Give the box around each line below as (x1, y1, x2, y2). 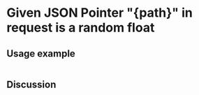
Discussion (6, 79, 57, 91)
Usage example (6, 47, 76, 59)
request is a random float (6, 20, 155, 36)
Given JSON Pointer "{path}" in (6, 5, 193, 21)
